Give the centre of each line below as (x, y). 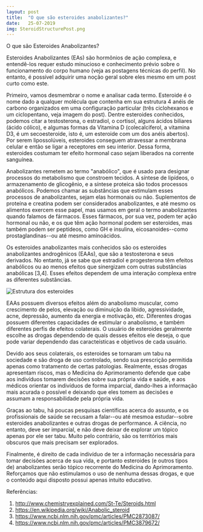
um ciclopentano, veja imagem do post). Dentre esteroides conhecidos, (95, 115)
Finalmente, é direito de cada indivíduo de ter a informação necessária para (101, 454)
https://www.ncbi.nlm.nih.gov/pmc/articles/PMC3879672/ (87, 523)
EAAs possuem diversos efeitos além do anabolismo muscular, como (92, 303)
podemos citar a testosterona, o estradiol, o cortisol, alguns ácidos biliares (99, 121)
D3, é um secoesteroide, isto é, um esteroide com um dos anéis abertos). (98, 134)
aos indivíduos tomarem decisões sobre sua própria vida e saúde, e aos (96, 379)
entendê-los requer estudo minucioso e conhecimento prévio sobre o (93, 64)
